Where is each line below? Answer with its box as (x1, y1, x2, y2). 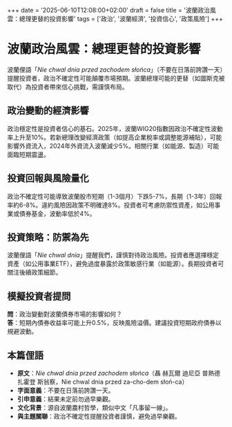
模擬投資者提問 (7, 290, 71, 302)
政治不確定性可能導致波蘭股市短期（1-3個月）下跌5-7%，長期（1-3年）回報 (7, 192, 222, 200)
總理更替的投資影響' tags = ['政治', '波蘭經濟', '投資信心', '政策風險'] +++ (19, 14, 223, 23)
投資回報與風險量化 (7, 172, 89, 184)
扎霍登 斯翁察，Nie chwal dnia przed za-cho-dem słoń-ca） (17, 378, 188, 386)
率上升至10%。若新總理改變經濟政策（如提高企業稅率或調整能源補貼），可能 (7, 133, 222, 141)
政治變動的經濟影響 (7, 105, 89, 117)
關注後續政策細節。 (7, 268, 62, 277)
